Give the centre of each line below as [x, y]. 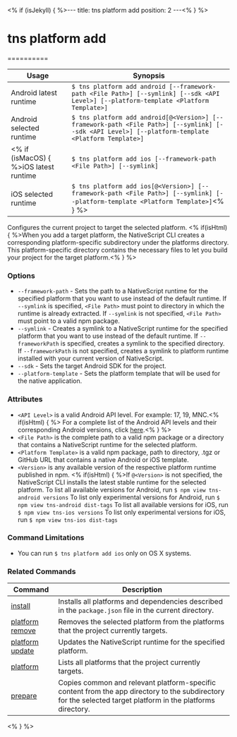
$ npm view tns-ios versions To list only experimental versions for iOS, [121, 512]
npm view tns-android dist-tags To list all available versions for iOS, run [123, 504]
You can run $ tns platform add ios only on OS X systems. [104, 553]
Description [142, 590]
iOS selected [32, 194]
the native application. [50, 381]
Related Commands [42, 571]
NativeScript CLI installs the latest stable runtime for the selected [112, 482]
